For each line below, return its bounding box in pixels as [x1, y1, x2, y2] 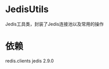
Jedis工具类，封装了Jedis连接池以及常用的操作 [5, 21, 104, 27]
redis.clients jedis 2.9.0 [5, 57, 54, 64]
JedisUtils [5, 4, 49, 15]
